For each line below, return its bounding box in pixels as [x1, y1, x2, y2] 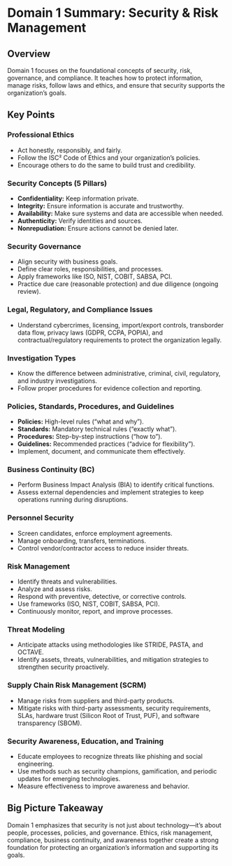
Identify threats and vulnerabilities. [17, 577, 117, 586]
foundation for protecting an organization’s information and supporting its [7, 843, 219, 851]
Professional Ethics [7, 130, 75, 140]
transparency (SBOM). [17, 719, 82, 727]
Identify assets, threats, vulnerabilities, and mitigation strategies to [17, 656, 209, 664]
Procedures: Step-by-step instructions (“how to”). [17, 433, 163, 441]
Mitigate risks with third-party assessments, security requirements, [17, 703, 211, 712]
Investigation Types [7, 353, 76, 363]
